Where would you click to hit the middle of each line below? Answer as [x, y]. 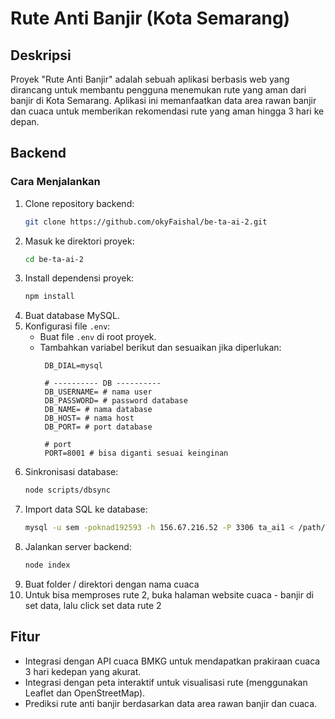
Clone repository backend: [79, 203]
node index [47, 565]
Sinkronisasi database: [71, 472]
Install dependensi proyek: [79, 278]
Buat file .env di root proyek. [98, 337]
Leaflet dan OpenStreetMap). [85, 693]
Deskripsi [41, 55]
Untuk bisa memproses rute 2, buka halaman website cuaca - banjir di [169, 594]
